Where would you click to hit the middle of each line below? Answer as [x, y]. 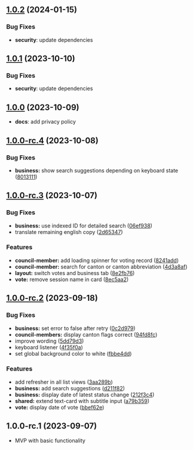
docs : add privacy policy [45, 122]
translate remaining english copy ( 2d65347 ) [69, 232]
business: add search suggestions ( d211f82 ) [70, 388]
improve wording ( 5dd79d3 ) [49, 341]
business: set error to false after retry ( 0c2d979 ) [75, 328]
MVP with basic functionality [50, 440]
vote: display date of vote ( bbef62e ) [59, 407]
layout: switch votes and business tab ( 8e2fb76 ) [75, 273]
